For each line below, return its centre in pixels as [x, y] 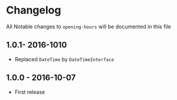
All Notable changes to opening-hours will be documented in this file [88, 26]
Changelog [34, 10]
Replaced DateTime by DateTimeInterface [64, 59]
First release [30, 92]
